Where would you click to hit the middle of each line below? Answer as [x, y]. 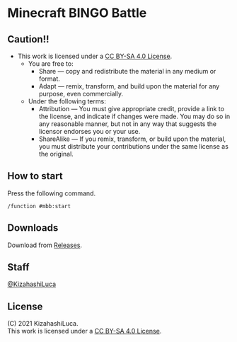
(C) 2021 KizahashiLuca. [43, 324]
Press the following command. [52, 193]
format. [49, 79]
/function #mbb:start [39, 206]
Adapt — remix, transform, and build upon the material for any [129, 86]
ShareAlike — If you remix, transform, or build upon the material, [132, 139]
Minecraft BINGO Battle [77, 13]
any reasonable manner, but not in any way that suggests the [128, 124]
